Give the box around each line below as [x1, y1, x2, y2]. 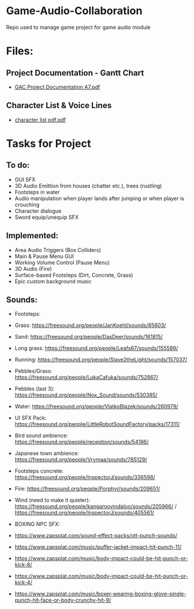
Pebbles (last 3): [14, 385, 55, 392]
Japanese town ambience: [14, 450, 80, 457]
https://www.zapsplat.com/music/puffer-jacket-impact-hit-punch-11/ [14, 543, 182, 551]
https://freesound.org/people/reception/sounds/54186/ [14, 438, 149, 446]
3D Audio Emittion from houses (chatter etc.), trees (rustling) [14, 182, 162, 189]
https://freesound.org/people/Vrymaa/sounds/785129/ [14, 456, 147, 463]
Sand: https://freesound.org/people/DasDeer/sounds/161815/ [14, 333, 163, 340]
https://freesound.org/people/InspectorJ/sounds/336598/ [14, 474, 155, 481]
